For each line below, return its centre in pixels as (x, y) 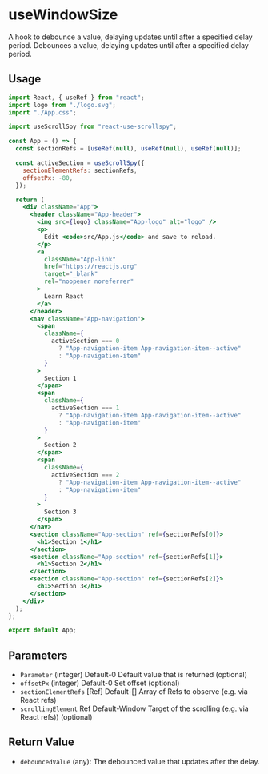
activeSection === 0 (85, 341)
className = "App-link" (80, 259)
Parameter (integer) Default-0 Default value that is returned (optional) (134, 675)
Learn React (64, 296)
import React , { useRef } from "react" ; (77, 98)
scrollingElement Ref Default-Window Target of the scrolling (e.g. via (134, 708)
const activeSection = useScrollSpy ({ (80, 163)
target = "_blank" (71, 274)
